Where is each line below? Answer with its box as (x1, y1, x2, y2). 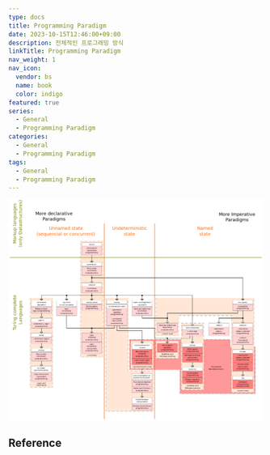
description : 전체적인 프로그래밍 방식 (8, 39, 124, 47)
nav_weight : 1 (8, 56, 57, 64)
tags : (8, 158, 27, 166)
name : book (15, 81, 53, 89)
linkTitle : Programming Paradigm (8, 47, 121, 56)
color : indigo (15, 90, 63, 98)
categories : (8, 133, 49, 141)
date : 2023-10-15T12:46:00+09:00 (8, 30, 121, 38)
